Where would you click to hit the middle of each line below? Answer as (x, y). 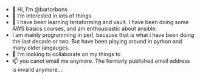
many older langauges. (41, 48)
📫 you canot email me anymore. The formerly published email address (101, 61)
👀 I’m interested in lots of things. (52, 16)
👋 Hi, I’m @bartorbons (40, 9)
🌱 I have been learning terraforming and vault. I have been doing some (100, 22)
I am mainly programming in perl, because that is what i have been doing (103, 35)
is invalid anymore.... (38, 70)
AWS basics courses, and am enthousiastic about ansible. (84, 28)
